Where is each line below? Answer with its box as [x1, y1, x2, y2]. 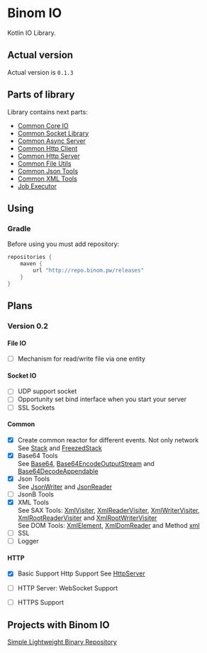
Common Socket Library [17, 129, 89, 137]
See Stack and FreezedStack [17, 443, 103, 452]
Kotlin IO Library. [7, 28, 57, 37]
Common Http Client [17, 144, 78, 152]
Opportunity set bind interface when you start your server [17, 395, 186, 403]
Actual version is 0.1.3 [7, 68, 74, 76]
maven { [20, 260, 43, 267]
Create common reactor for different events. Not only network [17, 435, 199, 444]
